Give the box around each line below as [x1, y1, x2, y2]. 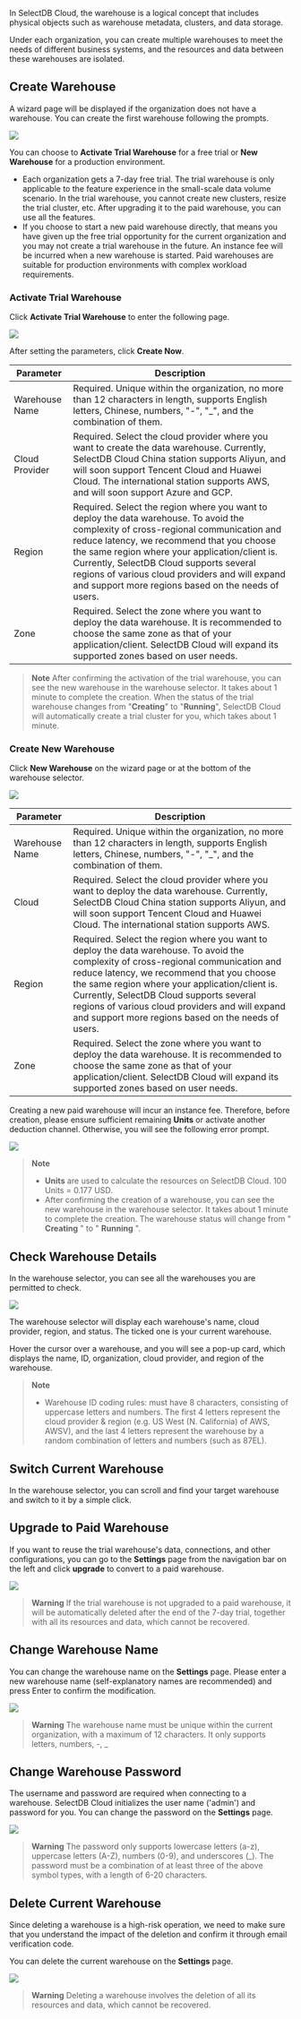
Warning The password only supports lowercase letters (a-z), [30, 1841, 260, 1852]
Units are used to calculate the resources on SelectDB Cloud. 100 [44, 1175, 287, 1186]
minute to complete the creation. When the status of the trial [30, 692, 254, 702]
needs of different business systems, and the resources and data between [9, 44, 284, 55]
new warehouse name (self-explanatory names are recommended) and [9, 1675, 272, 1687]
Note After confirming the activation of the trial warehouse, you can [30, 673, 282, 683]
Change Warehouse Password [9, 1765, 182, 1780]
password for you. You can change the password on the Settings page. [9, 1807, 273, 1817]
